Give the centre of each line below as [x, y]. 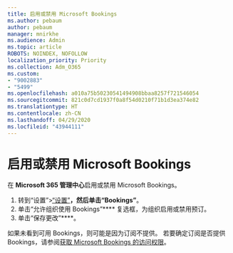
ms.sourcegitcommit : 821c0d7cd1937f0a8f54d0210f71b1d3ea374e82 [103, 100]
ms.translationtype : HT [43, 107]
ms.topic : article [35, 47]
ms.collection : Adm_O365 [44, 67]
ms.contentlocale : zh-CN [44, 113]
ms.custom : [24, 73]
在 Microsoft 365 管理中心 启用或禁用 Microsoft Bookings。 [94, 185]
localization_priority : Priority [57, 61]
